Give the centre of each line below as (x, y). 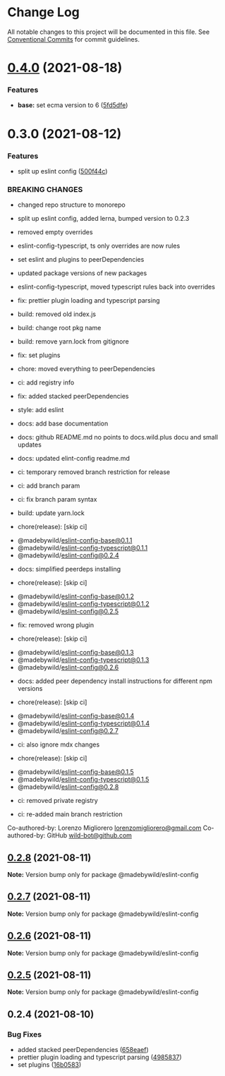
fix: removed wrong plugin (56, 625)
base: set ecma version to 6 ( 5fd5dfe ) (73, 105)
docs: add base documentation (63, 423)
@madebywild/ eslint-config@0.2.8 (68, 787)
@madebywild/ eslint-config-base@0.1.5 (75, 772)
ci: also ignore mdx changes (59, 744)
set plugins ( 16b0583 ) (49, 1065)
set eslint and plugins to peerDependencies (81, 260)
